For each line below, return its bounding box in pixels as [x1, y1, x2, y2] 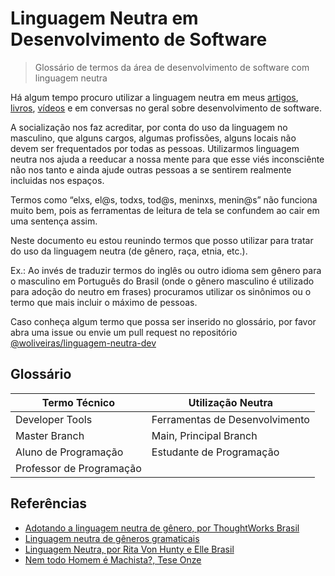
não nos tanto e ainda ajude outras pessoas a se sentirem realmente [10, 163, 292, 176]
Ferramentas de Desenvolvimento [151, 412, 310, 426]
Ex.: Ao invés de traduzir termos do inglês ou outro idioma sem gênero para [10, 264, 322, 276]
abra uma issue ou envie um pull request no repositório [10, 326, 238, 338]
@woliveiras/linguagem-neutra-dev [10, 337, 157, 349]
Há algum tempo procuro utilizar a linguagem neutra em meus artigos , [10, 91, 299, 103]
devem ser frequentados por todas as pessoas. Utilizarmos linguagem [10, 142, 300, 154]
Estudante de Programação [151, 445, 280, 459]
